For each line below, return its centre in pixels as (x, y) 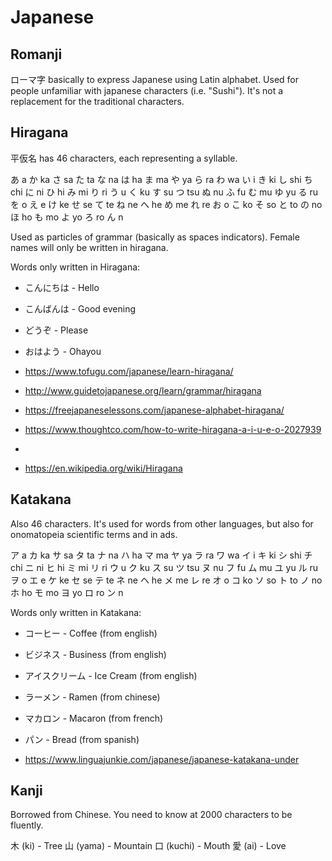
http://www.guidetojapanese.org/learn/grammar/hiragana (143, 390)
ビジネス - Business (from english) (95, 654)
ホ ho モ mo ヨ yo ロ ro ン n (67, 592)
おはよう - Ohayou (63, 351)
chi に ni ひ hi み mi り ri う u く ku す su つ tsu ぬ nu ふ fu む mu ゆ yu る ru (164, 192)
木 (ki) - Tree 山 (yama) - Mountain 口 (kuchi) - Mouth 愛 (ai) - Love (148, 846)
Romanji (36, 54)
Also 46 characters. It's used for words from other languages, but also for (162, 523)
